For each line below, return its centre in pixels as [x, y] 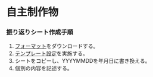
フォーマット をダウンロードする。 [57, 46]
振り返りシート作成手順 [40, 32]
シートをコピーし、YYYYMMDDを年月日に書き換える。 [82, 61]
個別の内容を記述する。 [43, 68]
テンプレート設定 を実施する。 [51, 53]
